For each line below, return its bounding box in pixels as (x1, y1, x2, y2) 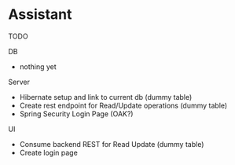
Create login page (19, 148, 79, 157)
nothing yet (19, 61, 57, 71)
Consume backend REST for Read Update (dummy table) (19, 139, 204, 148)
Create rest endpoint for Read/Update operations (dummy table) (19, 101, 228, 110)
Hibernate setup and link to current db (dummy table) (19, 92, 193, 101)
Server (8, 77, 30, 86)
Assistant (8, 5, 72, 24)
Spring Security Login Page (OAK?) (19, 108, 134, 119)
